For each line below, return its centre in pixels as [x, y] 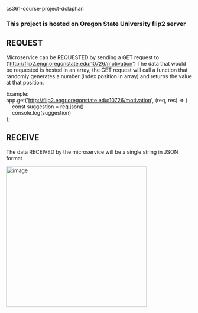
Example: [17, 93]
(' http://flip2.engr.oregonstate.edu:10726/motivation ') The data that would [96, 63]
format [14, 158]
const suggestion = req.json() [48, 107]
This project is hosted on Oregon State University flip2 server [96, 24]
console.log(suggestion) [41, 112]
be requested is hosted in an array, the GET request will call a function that [97, 70]
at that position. [25, 82]
